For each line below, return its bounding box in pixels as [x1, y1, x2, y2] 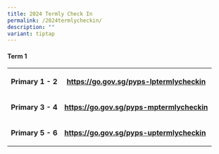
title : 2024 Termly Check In [7, 10, 93, 18]
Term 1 [7, 52, 27, 60]
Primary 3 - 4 [11, 102, 58, 112]
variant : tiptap [7, 30, 55, 37]
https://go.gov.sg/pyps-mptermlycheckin [64, 102, 208, 112]
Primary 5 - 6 [11, 128, 58, 138]
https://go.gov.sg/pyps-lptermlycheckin [66, 77, 206, 87]
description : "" [7, 23, 55, 30]
